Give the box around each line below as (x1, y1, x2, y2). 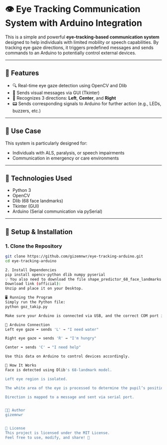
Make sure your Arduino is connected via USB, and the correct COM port (5, 313, 159, 318)
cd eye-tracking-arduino (5, 258, 57, 264)
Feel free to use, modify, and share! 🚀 (5, 435, 90, 440)
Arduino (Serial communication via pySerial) (12, 208, 103, 214)
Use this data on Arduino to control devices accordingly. (5, 354, 130, 359)
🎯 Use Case (5, 127, 41, 136)
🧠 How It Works (5, 363, 37, 368)
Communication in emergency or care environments (12, 155, 119, 161)
